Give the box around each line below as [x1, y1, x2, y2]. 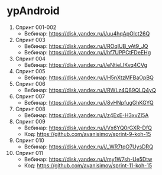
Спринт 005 [15, 67, 46, 74]
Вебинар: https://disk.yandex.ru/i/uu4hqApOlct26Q [24, 30, 150, 37]
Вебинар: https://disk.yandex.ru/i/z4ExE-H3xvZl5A [24, 111, 149, 119]
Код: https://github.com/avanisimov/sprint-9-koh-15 [24, 130, 151, 137]
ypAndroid [7, 4, 60, 18]
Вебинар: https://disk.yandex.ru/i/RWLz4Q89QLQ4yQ [24, 86, 156, 93]
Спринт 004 [15, 55, 46, 62]
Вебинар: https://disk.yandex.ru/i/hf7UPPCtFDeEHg [24, 48, 151, 56]
